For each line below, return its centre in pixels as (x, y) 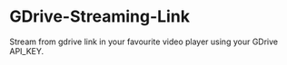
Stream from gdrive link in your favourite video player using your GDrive (144, 42)
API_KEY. (27, 51)
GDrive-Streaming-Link (100, 17)
